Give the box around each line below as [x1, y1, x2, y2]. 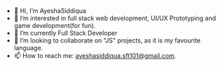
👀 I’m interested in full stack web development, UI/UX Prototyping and [13, 14, 216, 22]
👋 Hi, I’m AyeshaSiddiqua [13, 7, 86, 15]
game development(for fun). [13, 22, 96, 29]
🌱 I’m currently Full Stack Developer [13, 29, 118, 37]
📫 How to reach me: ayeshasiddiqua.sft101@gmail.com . [13, 52, 177, 59]
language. [13, 44, 43, 52]
